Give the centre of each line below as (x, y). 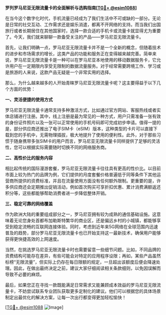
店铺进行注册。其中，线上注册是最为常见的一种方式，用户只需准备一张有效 (85, 116)
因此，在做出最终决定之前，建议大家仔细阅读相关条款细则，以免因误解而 (87, 268)
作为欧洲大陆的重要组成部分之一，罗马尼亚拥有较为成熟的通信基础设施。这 (81, 214)
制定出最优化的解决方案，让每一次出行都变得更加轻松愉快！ (66, 297)
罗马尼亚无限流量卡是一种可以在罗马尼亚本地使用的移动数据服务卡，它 (85, 60)
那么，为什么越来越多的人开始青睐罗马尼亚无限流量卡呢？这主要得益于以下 (81, 83)
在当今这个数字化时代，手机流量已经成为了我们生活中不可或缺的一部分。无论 (83, 18)
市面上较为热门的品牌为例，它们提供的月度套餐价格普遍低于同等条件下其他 (81, 175)
